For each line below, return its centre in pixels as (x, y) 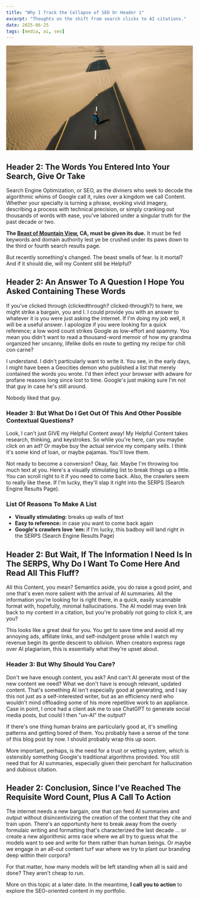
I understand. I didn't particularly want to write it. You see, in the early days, (98, 361)
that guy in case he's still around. (46, 386)
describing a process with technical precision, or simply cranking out (90, 209)
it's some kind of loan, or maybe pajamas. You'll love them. (78, 452)
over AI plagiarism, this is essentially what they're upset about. (82, 649)
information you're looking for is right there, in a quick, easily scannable (94, 600)
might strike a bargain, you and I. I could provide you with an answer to (93, 312)
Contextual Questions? (40, 420)
